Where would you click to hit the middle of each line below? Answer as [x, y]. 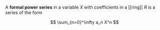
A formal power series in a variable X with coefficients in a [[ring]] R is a [80, 7]
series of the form [24, 12]
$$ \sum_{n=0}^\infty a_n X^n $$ [85, 22]
